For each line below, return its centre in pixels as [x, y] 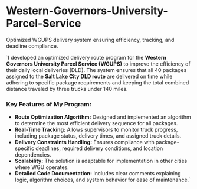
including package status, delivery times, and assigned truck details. [98, 136]
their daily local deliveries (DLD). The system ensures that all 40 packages [96, 70]
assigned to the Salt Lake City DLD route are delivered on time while [89, 76]
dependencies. [33, 155]
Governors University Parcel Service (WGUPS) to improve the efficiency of [98, 64]
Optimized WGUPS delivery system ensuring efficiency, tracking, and [90, 40]
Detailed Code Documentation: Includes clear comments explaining [98, 174]
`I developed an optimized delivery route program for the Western [86, 57]
